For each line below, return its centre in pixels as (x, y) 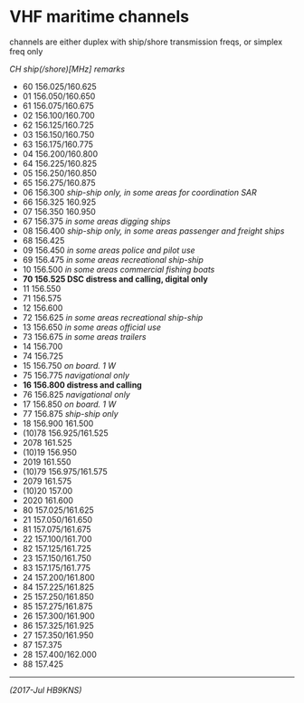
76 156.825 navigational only (76, 394)
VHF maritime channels (100, 17)
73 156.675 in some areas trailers (84, 336)
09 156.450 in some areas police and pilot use (109, 250)
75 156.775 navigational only (76, 375)
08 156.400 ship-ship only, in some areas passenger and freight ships (153, 231)
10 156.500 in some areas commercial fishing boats (119, 269)
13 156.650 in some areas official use (91, 327)
